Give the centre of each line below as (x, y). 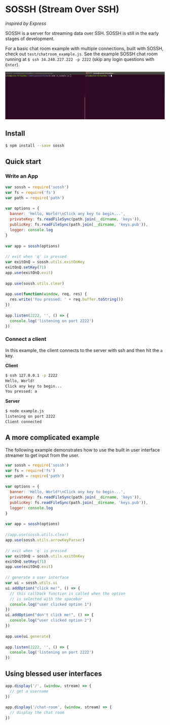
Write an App (22, 176)
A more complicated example (52, 438)
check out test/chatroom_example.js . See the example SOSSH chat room (81, 54)
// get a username (29, 691)
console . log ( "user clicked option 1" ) (51, 604)
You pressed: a (21, 392)
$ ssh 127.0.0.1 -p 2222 (31, 375)
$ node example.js (25, 411)
